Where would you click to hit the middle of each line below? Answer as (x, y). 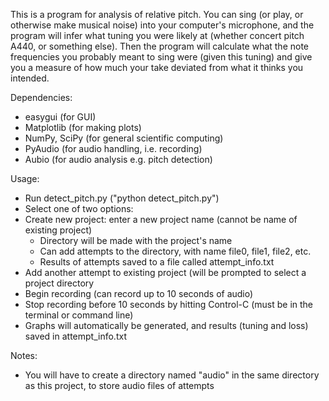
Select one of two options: (79, 208)
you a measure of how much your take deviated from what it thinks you (157, 67)
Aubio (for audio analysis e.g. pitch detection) (118, 159)
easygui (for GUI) (60, 117)
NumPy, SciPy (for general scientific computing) (124, 138)
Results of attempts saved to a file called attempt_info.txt (157, 262)
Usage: (25, 178)
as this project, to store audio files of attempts (119, 385)
